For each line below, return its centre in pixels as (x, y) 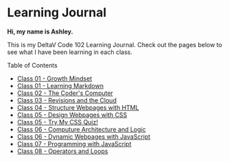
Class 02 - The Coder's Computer (65, 93)
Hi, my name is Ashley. (40, 31)
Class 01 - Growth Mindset (55, 78)
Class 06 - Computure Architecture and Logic (81, 129)
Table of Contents (33, 65)
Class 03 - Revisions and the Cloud (67, 100)
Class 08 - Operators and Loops (62, 151)
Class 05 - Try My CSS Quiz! (57, 122)
